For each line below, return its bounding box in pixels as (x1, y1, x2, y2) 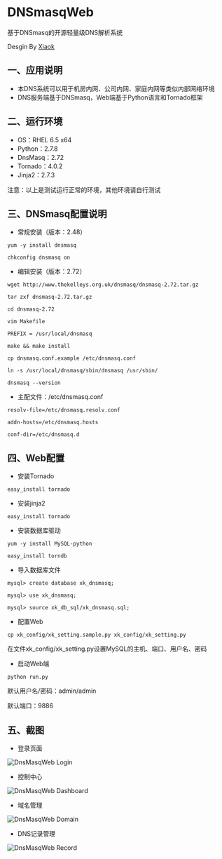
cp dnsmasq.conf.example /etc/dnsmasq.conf (7, 355, 137, 362)
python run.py (7, 674, 49, 681)
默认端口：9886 (7, 702, 54, 710)
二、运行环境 (7, 116, 63, 128)
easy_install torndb (7, 553, 68, 560)
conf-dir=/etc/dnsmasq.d (7, 431, 80, 438)
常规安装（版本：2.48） (17, 228, 87, 236)
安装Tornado (17, 472, 55, 480)
